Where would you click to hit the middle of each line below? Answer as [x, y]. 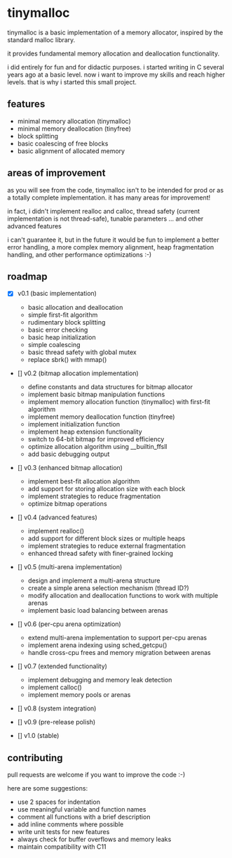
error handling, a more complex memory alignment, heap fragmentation [111, 247]
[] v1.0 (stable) [38, 736]
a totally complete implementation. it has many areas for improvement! [109, 197]
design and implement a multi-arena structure [94, 580]
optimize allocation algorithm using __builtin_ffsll [97, 447]
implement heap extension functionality [85, 432]
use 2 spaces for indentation [59, 802]
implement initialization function [74, 424]
